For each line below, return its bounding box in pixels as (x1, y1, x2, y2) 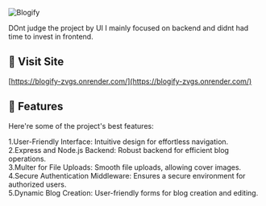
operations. (8, 154, 47, 163)
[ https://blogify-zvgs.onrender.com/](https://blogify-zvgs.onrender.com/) (8, 76, 252, 86)
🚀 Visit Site (8, 55, 64, 68)
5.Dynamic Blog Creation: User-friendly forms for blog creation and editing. (8, 187, 259, 197)
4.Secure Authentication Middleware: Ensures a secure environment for (8, 171, 246, 180)
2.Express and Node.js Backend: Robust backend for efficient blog (8, 145, 230, 154)
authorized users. (8, 179, 67, 189)
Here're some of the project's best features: (8, 121, 155, 130)
